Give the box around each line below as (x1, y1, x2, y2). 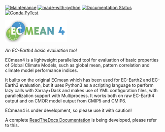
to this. (5, 122, 19, 128)
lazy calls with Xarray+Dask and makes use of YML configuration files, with (5, 88, 158, 93)
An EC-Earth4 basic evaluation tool (5, 47, 77, 53)
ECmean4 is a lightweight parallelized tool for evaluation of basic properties (5, 57, 159, 63)
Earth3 (5, 82, 19, 88)
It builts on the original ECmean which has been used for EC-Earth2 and (5, 77, 151, 83)
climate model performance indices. (5, 67, 78, 73)
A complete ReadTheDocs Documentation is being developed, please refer (5, 117, 157, 123)
